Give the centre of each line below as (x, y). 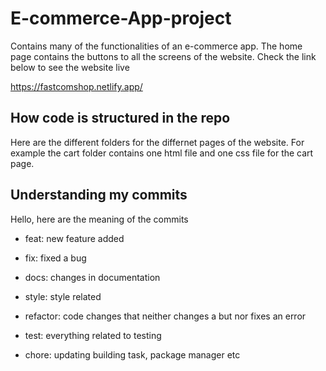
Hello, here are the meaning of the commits (99, 219)
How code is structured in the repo (120, 118)
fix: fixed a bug (55, 258)
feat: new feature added (74, 238)
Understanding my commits (99, 195)
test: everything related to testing (93, 335)
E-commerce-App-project (121, 18)
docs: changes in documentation (92, 277)
